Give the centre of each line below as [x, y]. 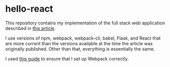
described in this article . [30, 28]
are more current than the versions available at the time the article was [79, 43]
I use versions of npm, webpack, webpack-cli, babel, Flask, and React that [83, 38]
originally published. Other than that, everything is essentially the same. [80, 49]
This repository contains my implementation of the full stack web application [85, 23]
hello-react [29, 9]
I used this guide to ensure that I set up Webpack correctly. [67, 58]
